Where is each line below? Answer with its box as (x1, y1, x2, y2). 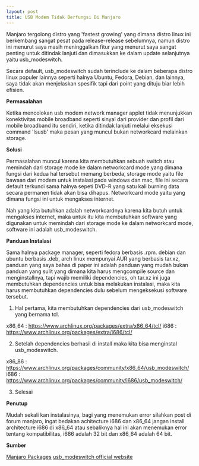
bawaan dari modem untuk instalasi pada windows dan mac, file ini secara (6, 176, 188, 183)
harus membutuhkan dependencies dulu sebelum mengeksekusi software (6, 286, 187, 294)
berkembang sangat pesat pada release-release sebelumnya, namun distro (6, 37, 190, 44)
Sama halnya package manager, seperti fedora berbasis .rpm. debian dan (6, 249, 186, 256)
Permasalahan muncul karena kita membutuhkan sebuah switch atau (6, 157, 175, 164)
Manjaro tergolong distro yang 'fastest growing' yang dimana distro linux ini (6, 30, 191, 37)
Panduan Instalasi (6, 237, 52, 244)
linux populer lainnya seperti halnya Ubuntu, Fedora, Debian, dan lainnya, (6, 74, 185, 81)
